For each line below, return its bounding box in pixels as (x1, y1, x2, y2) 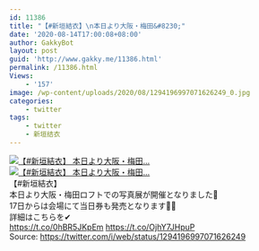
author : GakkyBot (9, 38, 74, 48)
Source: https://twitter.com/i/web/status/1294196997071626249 (9, 230, 246, 242)
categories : (9, 96, 54, 106)
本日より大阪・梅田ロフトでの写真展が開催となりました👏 (9, 189, 219, 200)
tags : (9, 113, 30, 122)
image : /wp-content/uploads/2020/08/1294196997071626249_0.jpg (9, 88, 251, 97)
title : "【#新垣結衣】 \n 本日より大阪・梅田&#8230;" (9, 22, 186, 30)
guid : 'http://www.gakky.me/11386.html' (9, 55, 163, 64)
